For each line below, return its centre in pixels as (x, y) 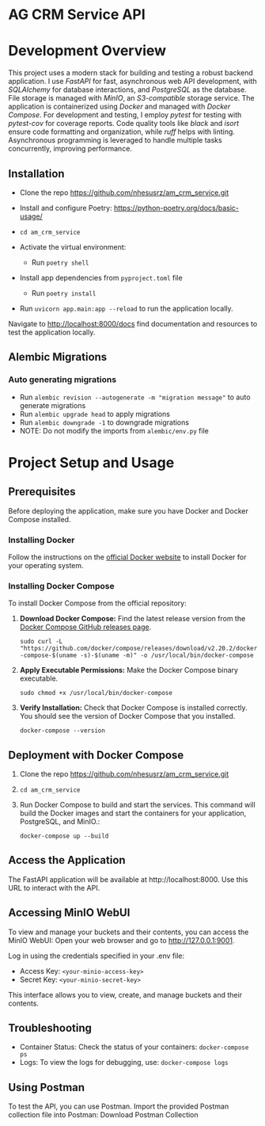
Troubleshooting (50, 1028)
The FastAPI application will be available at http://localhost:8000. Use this (128, 879)
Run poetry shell (60, 262)
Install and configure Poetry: (66, 208)
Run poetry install (64, 293)
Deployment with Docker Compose (96, 755)
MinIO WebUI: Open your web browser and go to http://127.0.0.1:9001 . (121, 940)
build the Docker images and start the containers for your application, (133, 813)
